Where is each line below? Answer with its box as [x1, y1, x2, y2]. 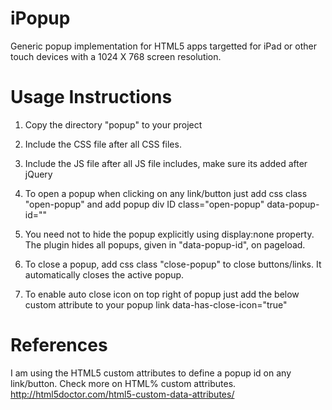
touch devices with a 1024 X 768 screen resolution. [10, 50, 222, 62]
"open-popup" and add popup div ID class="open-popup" [24, 198, 265, 210]
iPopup [10, 7, 71, 30]
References [10, 334, 108, 357]
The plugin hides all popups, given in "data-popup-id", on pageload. [24, 238, 306, 251]
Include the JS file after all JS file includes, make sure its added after [24, 157, 308, 169]
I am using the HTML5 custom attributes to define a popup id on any [10, 367, 292, 379]
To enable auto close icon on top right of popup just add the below [24, 288, 300, 300]
